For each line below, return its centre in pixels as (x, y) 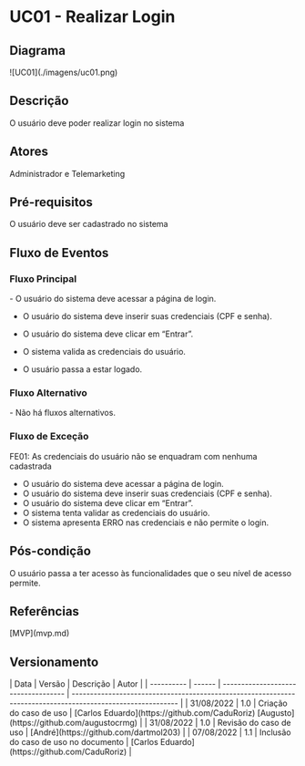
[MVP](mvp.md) (40, 633)
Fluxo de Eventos (59, 253)
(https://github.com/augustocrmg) (74, 723)
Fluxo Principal (43, 278)
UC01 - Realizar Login (92, 17)
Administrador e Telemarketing (67, 173)
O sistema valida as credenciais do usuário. (104, 352)
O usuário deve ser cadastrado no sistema (89, 224)
